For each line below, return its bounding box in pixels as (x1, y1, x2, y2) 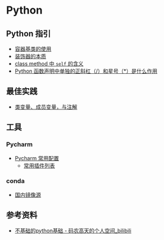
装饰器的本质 (14, 53, 46, 60)
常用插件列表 (23, 162, 55, 169)
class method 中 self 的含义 (14, 60, 84, 67)
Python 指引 (6, 28, 52, 38)
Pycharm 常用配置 (14, 154, 59, 161)
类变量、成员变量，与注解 (14, 103, 78, 110)
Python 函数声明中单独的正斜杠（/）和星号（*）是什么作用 (14, 67, 158, 74)
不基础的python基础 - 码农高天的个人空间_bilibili (14, 227, 131, 234)
